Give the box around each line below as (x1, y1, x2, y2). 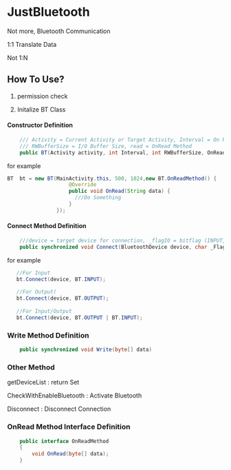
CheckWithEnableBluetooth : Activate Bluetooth (7, 391, 142, 400)
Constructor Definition (7, 121, 74, 130)
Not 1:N (7, 53, 28, 62)
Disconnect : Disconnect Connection (7, 405, 111, 413)
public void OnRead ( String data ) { (68, 187, 170, 195)
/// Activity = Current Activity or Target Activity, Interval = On (19, 136, 220, 143)
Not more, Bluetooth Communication (7, 27, 111, 35)
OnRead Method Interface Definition (7, 422, 131, 431)
